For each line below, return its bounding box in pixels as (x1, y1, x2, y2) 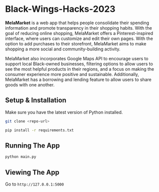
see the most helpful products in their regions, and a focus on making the (5, 66, 155, 72)
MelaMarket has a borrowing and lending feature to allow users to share (5, 77, 152, 82)
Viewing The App (5, 168, 60, 176)
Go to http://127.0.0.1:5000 (5, 181, 64, 187)
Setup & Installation (5, 96, 67, 105)
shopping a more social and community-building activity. (5, 46, 121, 52)
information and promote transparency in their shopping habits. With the (5, 25, 152, 31)
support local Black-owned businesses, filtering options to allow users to (5, 61, 153, 67)
